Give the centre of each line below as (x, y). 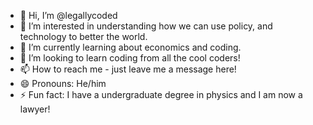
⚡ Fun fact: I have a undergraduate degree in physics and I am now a (161, 94)
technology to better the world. (83, 36)
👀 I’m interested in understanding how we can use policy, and (146, 26)
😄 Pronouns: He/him (63, 83)
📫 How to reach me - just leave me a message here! (128, 69)
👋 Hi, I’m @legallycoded (68, 15)
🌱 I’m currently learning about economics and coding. (130, 47)
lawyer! (35, 109)
